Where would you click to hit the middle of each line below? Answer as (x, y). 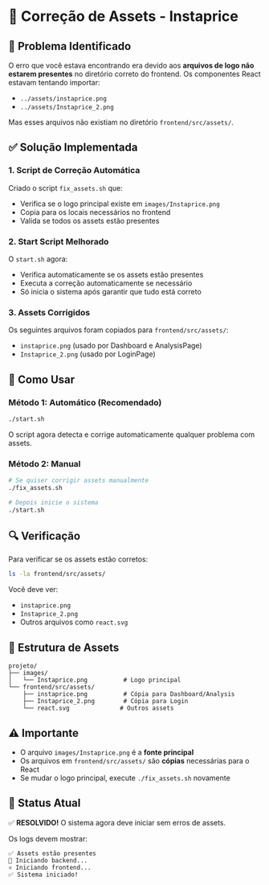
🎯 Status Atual (45, 803)
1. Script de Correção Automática (74, 171)
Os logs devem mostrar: (48, 838)
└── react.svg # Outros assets (98, 708)
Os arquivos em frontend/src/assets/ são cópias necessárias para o (134, 760)
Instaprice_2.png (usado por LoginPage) (88, 354)
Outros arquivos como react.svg (74, 622)
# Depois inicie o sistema (53, 502)
